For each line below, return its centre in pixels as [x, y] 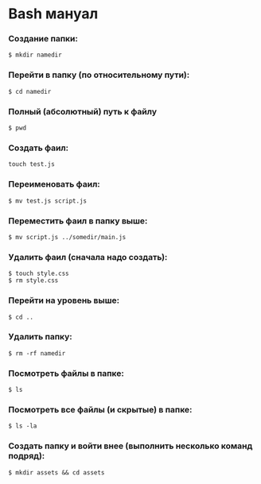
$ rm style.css [33, 281]
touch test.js [32, 165]
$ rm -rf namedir [37, 353]
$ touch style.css [39, 274]
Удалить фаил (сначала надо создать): [88, 257]
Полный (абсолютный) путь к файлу [83, 111]
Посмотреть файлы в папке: [66, 373]
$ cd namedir [30, 91]
